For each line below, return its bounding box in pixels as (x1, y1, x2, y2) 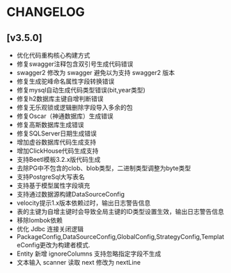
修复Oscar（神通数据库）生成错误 (16, 112, 114, 120)
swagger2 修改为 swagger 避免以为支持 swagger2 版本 (16, 69, 175, 76)
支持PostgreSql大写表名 (16, 173, 85, 181)
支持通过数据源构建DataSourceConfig (16, 190, 125, 198)
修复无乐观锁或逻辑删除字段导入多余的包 (16, 104, 133, 111)
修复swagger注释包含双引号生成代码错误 (16, 60, 134, 68)
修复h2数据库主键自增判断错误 (16, 94, 104, 103)
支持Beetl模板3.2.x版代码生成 (16, 156, 101, 163)
